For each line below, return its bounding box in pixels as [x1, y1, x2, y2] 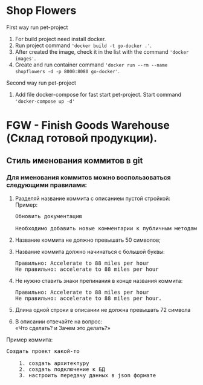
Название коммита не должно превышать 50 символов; [14, 236, 161, 244]
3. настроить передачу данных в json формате [19, 372, 156, 378]
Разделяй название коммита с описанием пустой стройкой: [14, 195, 171, 202]
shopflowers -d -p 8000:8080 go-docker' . [14, 67, 120, 74]
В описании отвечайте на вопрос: [14, 318, 103, 325]
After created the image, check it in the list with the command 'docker [14, 48, 189, 55]
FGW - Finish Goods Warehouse [6, 118, 170, 132]
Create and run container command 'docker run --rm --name [14, 61, 168, 68]
